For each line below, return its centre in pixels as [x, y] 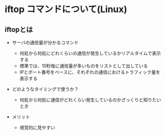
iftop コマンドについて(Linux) [66, 9]
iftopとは [19, 29]
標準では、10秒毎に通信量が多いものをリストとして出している [84, 66]
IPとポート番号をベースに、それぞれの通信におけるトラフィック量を [90, 72]
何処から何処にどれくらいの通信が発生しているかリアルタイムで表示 [90, 53]
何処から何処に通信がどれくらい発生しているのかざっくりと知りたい [90, 100]
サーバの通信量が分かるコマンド [45, 43]
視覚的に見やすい [37, 127]
